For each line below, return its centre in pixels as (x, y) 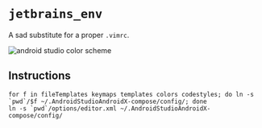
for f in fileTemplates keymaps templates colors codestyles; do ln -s (131, 94)
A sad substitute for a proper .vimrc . (69, 35)
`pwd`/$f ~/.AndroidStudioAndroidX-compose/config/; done (108, 101)
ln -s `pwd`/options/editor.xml (62, 108)
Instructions (40, 76)
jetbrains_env (56, 14)
